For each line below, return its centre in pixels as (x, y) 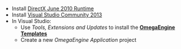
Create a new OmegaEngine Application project (78, 40)
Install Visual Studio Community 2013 (57, 15)
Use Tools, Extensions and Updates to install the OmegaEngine (98, 27)
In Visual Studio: (31, 21)
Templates (34, 34)
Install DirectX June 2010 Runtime (53, 9)
